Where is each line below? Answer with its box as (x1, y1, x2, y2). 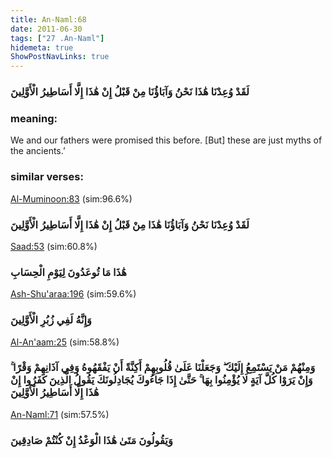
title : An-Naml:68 (10, 14, 87, 25)
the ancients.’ (10, 145, 66, 157)
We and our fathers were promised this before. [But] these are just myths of (10, 134, 323, 146)
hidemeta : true (10, 42, 74, 53)
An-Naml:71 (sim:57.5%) (10, 408, 110, 420)
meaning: (10, 111, 58, 125)
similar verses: (10, 170, 84, 184)
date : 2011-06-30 (10, 24, 83, 34)
